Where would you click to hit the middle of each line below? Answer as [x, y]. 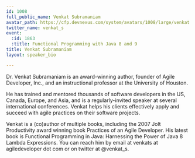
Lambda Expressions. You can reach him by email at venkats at [82, 142]
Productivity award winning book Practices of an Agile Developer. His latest [97, 130]
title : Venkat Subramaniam [39, 50]
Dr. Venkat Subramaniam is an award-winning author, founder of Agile [90, 76]
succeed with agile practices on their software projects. [73, 113]
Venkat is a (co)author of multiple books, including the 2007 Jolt [83, 124]
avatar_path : [22, 22]
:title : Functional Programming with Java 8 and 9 [74, 44]
